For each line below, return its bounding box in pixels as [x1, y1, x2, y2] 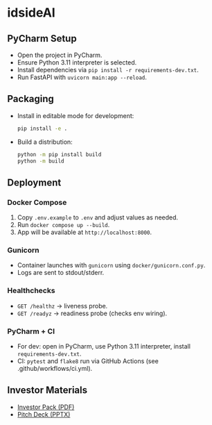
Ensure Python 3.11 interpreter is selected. [17, 58, 137, 67]
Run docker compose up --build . [17, 221, 110, 229]
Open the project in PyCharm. [17, 51, 103, 59]
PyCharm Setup [7, 33, 78, 44]
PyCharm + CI [7, 326, 55, 336]
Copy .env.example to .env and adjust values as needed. [17, 213, 179, 222]
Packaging [7, 93, 54, 105]
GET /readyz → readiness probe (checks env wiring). [17, 309, 168, 317]
